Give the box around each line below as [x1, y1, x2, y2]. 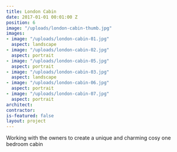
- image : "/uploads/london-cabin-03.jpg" [6, 69, 110, 75]
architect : [6, 101, 33, 108]
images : [6, 31, 25, 37]
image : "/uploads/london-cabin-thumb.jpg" [6, 25, 112, 31]
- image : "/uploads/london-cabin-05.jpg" [6, 58, 110, 64]
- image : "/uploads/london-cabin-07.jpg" [6, 91, 110, 97]
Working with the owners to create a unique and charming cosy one [6, 134, 171, 141]
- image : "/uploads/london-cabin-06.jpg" [6, 80, 110, 86]
